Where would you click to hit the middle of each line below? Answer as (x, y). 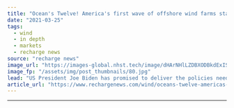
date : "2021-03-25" (36, 20)
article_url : (26, 84)
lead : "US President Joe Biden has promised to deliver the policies (110, 78)
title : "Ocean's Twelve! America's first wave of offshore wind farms (112, 13)
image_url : (23, 65)
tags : (15, 26)
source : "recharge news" (43, 59)
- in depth (29, 39)
